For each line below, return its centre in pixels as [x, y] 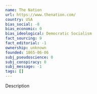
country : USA [19, 19]
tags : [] [14, 72]
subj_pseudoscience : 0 [29, 57]
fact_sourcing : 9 [24, 39]
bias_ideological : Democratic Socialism [49, 34]
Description [17, 86]
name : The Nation [24, 10]
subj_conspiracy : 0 [26, 62]
